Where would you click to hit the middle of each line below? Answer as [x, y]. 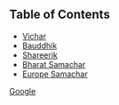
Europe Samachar [55, 74]
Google [23, 91]
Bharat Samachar [54, 64]
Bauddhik [40, 45]
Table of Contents [60, 15]
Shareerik [40, 55]
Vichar [34, 36]
